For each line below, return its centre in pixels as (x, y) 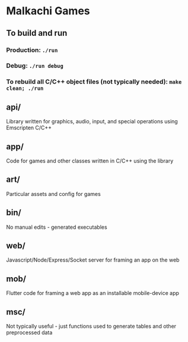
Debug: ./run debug (35, 66)
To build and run (37, 33)
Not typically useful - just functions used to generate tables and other (91, 327)
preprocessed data (29, 332)
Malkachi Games (48, 11)
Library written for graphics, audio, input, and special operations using (92, 122)
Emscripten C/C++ (29, 128)
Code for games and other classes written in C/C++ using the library (90, 161)
